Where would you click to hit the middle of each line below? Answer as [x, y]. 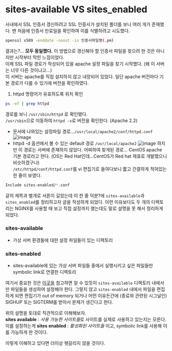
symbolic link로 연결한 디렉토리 [44, 272]
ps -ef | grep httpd [27, 104]
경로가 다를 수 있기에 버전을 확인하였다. [50, 83]
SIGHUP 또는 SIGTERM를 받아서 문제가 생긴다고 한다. [59, 302]
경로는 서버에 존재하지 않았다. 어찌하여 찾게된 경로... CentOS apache [93, 149]
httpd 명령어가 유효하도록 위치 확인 [48, 94]
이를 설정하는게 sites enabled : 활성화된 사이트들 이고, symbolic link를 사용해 [84, 326]
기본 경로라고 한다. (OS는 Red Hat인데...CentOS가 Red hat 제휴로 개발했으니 [90, 156]
